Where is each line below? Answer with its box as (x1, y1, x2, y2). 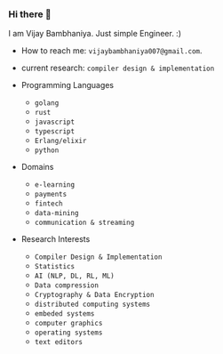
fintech (34, 199, 63, 208)
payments (34, 190, 68, 199)
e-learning (34, 181, 76, 189)
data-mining (34, 209, 79, 218)
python (34, 146, 60, 155)
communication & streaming (34, 218, 135, 228)
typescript (34, 127, 76, 136)
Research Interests (20, 234, 91, 245)
